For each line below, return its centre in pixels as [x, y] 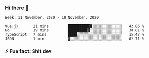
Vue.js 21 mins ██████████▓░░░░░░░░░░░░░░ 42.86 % [75, 26]
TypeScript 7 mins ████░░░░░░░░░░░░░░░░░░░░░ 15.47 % [75, 35]
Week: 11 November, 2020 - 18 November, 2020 [52, 18]
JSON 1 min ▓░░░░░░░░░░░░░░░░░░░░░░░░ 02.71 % [75, 39]
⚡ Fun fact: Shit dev [28, 51]
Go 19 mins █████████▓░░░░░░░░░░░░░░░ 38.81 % [75, 30]
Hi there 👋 [17, 8]
